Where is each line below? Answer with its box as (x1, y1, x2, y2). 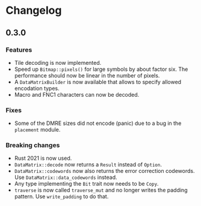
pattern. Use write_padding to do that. (14, 193, 109, 200)
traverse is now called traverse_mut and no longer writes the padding (14, 187, 188, 194)
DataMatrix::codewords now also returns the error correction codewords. (14, 168, 195, 175)
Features (5, 46, 32, 54)
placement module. (14, 126, 61, 133)
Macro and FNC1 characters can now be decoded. (14, 91, 140, 98)
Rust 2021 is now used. (14, 154, 72, 162)
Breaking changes (5, 141, 60, 150)
